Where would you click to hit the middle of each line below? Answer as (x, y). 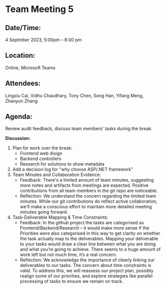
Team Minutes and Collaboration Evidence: (57, 175)
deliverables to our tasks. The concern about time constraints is (85, 265)
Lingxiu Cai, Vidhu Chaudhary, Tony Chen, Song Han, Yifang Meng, (74, 95)
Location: (20, 55)
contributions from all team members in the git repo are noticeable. (89, 191)
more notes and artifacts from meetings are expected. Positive (84, 185)
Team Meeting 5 (39, 9)
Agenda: (19, 117)
